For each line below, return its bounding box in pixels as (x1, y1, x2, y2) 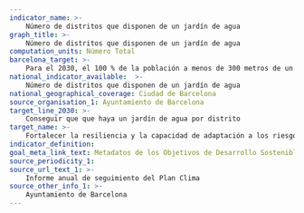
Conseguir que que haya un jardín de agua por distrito (25, 114, 242, 123)
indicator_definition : (9, 140, 95, 149)
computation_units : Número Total (9, 47, 136, 56)
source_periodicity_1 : (9, 156, 95, 166)
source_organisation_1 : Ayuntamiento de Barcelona (9, 97, 204, 107)
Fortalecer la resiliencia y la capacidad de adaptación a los (25, 131, 270, 140)
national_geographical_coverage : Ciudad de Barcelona (9, 89, 217, 98)
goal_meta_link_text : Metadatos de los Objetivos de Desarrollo (9, 148, 257, 157)
